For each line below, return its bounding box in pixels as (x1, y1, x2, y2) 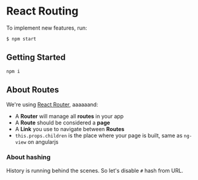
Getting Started (6, 53, 66, 63)
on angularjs (27, 138, 59, 146)
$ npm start (6, 36, 36, 42)
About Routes (6, 85, 59, 95)
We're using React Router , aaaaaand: (6, 101, 99, 108)
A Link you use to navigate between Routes (15, 125, 125, 132)
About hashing (6, 153, 51, 161)
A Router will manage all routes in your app (15, 112, 124, 120)
